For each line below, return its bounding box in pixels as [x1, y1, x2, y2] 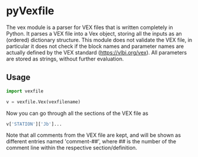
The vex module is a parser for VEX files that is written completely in [6, 24, 173, 31]
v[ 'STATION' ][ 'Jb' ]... [6, 121, 62, 127]
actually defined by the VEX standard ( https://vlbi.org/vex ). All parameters [6, 49, 187, 56]
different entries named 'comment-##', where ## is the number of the [6, 138, 177, 145]
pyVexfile [6, 4, 55, 18]
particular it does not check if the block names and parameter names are [6, 43, 184, 50]
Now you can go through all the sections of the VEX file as [6, 110, 149, 117]
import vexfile [6, 88, 44, 94]
